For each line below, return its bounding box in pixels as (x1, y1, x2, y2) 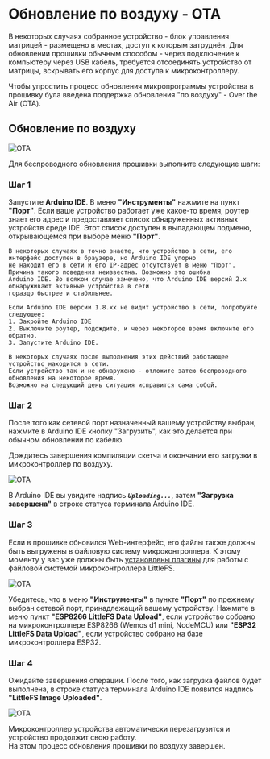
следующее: (8, 311, 45, 319)
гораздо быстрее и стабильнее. (8, 289, 114, 298)
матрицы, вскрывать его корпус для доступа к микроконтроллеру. (8, 65, 240, 75)
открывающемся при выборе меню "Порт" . (8, 231, 161, 242)
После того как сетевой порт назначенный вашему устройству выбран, (8, 418, 256, 428)
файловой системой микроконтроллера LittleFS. (8, 563, 176, 573)
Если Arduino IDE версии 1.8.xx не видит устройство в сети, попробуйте (8, 304, 258, 312)
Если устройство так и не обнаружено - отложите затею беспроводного (8, 367, 247, 375)
